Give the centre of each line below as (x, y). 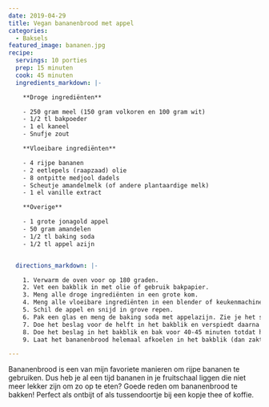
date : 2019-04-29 (37, 16)
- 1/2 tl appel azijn (58, 244)
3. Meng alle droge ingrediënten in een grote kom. (110, 295)
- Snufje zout (46, 134)
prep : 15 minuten (44, 68)
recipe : (21, 53)
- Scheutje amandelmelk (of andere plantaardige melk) (116, 185)
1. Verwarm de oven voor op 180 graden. (91, 280)
